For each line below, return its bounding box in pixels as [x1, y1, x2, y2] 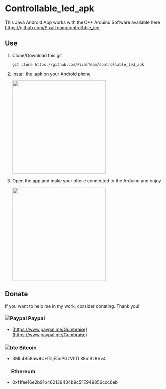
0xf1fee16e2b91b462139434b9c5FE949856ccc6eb [12, 379, 118, 385]
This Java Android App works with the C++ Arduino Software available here [5, 19, 160, 25]
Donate [5, 290, 28, 298]
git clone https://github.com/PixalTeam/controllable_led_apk [12, 62, 144, 67]
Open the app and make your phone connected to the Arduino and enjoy [12, 177, 161, 184]
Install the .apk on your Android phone [12, 71, 91, 77]
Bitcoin [19, 344, 37, 351]
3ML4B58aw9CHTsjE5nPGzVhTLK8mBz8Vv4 [12, 356, 106, 362]
